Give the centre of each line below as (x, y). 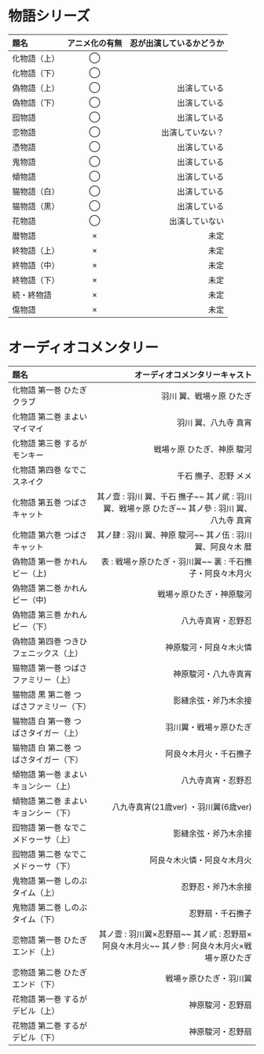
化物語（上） (36, 58)
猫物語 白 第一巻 (42, 721)
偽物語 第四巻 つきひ (50, 641)
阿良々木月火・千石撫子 (208, 754)
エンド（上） (36, 952)
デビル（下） (36, 1037)
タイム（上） (36, 892)
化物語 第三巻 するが (50, 443)
